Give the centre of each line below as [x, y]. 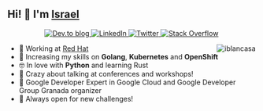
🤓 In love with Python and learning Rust [83, 65]
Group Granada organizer [60, 90]
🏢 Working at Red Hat [54, 48]
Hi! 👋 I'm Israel [43, 14]
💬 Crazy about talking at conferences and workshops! [106, 73]
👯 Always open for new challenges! [76, 98]
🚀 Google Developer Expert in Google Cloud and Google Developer [127, 82]
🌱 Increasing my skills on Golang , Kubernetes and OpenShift [118, 56]
